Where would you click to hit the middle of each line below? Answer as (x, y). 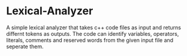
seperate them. (25, 46)
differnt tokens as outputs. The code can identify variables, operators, (93, 33)
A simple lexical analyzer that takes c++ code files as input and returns (94, 27)
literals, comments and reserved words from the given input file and (90, 40)
